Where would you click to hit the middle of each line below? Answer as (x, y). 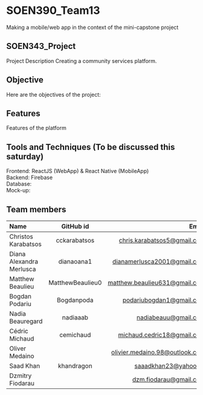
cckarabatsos (75, 240)
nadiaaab (75, 317)
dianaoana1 (75, 262)
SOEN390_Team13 (53, 11)
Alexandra (24, 262)
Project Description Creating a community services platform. (82, 60)
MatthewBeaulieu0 (75, 283)
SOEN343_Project (41, 46)
